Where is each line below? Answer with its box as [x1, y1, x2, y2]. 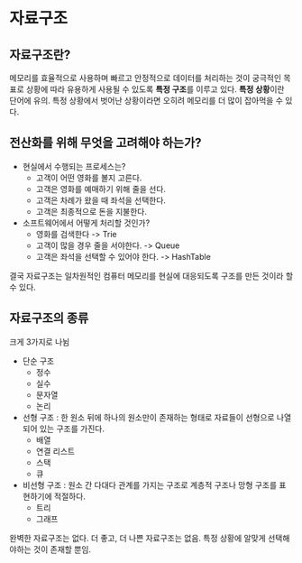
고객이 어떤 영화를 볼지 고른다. [35, 172, 142, 183]
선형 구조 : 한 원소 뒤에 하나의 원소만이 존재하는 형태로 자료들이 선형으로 [22, 411, 275, 422]
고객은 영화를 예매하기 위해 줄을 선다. [35, 183, 167, 194]
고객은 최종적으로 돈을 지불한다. [35, 206, 147, 217]
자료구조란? [9, 47, 71, 62]
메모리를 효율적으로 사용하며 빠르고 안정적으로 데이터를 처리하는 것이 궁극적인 [9, 73, 282, 83]
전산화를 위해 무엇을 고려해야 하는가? [9, 135, 202, 151]
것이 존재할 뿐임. [32, 543, 92, 555]
